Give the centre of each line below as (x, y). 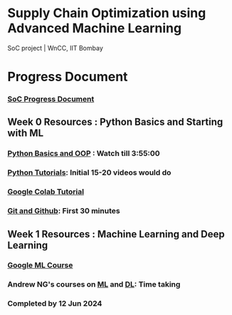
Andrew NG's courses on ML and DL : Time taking (94, 284)
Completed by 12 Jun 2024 (55, 304)
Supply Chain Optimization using (107, 13)
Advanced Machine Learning (95, 28)
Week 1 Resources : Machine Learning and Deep (116, 234)
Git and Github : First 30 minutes (64, 211)
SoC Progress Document (51, 99)
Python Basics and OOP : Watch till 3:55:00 (84, 153)
